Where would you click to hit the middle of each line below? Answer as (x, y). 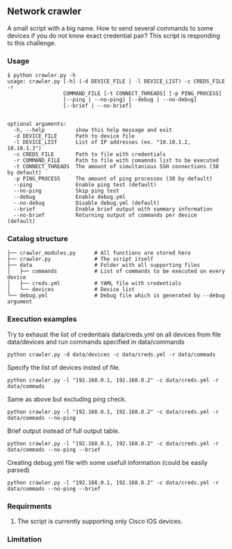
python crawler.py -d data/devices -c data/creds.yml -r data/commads (111, 354)
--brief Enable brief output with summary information (113, 209)
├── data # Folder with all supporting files (103, 265)
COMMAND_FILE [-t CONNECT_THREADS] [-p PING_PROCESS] (142, 94)
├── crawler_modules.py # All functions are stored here (99, 253)
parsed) (18, 470)
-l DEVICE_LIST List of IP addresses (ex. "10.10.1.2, (102, 142)
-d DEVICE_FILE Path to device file (74, 136)
